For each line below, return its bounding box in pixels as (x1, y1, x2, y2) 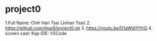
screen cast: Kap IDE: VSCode (5, 30, 67, 36)
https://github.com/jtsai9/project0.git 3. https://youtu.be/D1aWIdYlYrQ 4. (5, 25, 153, 31)
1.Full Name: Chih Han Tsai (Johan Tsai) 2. (5, 20, 91, 26)
